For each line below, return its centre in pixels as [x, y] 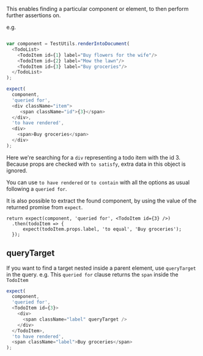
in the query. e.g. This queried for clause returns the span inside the [92, 274]
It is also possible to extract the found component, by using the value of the [102, 201]
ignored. [17, 170]
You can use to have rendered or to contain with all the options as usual [98, 182]
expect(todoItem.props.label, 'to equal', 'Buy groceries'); [102, 229]
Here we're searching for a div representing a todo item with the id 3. [94, 157]
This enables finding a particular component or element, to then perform [98, 9]
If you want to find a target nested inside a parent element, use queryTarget [101, 268]
